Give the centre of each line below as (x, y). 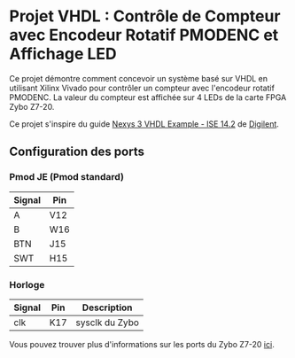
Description (107, 307)
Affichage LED (63, 54)
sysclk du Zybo (108, 323)
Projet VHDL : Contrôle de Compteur (145, 16)
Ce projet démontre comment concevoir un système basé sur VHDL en (139, 78)
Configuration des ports (77, 152)
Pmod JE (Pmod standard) (66, 177)
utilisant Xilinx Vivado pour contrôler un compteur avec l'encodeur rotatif (142, 88)
